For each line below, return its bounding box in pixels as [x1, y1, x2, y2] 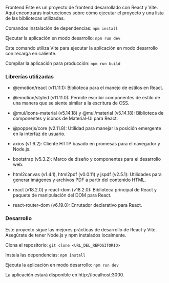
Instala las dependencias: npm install [5, 252, 86, 258]
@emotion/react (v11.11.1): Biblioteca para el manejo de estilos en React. [12, 84, 164, 91]
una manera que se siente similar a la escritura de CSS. [12, 100, 130, 106]
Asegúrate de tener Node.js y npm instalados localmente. [5, 232, 126, 238]
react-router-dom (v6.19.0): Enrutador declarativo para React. [12, 202, 142, 208]
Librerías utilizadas [5, 73, 54, 80]
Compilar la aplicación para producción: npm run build [5, 60, 121, 66]
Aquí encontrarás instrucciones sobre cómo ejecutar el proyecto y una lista [5, 10, 164, 16]
